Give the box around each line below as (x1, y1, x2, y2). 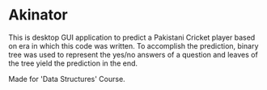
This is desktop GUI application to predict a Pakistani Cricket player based (8, 32, 256, 42)
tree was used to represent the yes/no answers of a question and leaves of (8, 49, 259, 59)
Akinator (8, 6, 68, 24)
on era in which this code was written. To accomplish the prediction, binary (8, 41, 259, 50)
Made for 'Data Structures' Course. (8, 74, 125, 84)
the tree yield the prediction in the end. (8, 58, 138, 68)
